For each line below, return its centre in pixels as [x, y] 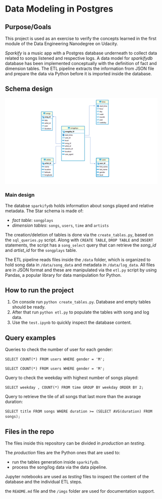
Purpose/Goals [28, 27]
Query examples [30, 338]
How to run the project [39, 290]
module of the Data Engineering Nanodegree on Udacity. [62, 44]
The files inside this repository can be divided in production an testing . [75, 443]
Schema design [29, 89]
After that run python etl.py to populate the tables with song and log [81, 312]
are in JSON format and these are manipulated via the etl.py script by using [81, 270]
